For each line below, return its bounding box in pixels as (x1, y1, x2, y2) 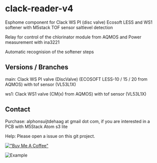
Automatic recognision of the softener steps (5, 49, 94, 55)
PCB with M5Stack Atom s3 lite (5, 124, 68, 130)
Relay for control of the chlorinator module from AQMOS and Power (5, 34, 141, 40)
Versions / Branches (5, 63, 69, 71)
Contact (5, 105, 30, 114)
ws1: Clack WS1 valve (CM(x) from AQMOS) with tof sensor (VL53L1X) (5, 91, 147, 97)
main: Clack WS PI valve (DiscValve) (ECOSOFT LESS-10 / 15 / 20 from (5, 76, 148, 82)
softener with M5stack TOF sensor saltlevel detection (5, 24, 113, 30)
